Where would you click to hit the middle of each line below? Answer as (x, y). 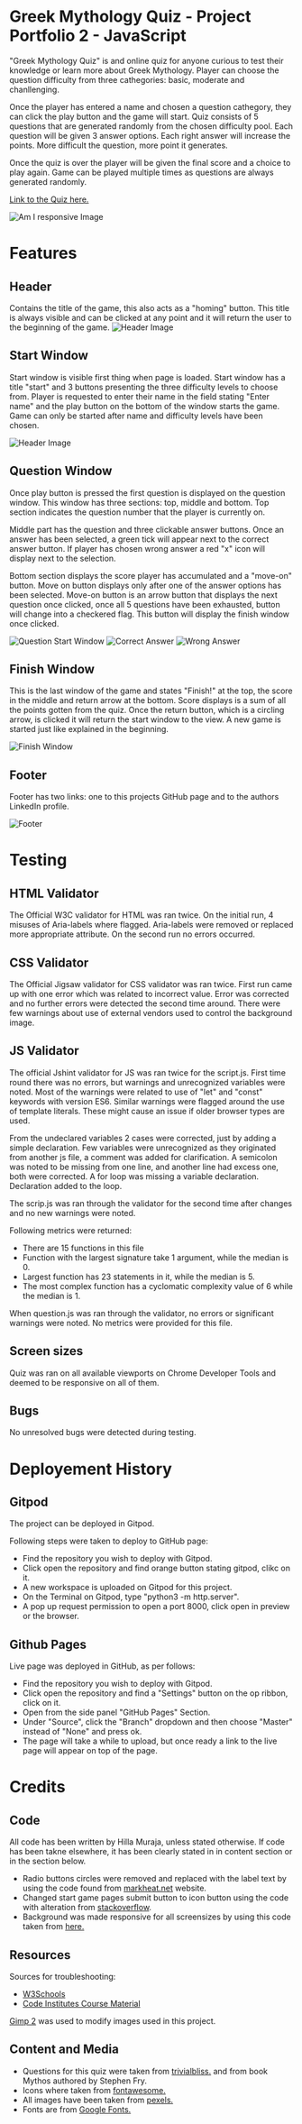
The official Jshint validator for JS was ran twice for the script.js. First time (148, 1072)
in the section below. (48, 1861)
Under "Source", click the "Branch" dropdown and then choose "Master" (157, 1722)
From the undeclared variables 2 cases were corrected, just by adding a (143, 1138)
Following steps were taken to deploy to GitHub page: (109, 1541)
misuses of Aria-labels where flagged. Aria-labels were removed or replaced (151, 925)
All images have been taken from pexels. (98, 2100)
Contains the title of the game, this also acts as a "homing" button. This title (150, 307)
